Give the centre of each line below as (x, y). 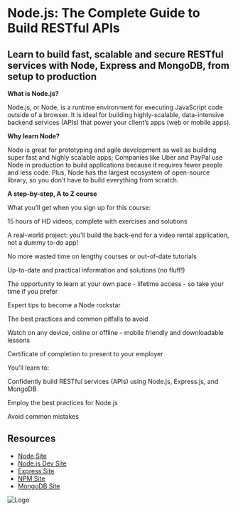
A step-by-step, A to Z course (52, 194)
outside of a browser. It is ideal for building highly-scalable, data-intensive (116, 115)
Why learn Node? (34, 136)
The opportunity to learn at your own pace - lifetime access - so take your (116, 284)
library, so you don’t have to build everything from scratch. (93, 180)
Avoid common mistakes (43, 416)
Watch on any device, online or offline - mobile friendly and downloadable (115, 333)
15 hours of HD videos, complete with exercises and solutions (97, 221)
